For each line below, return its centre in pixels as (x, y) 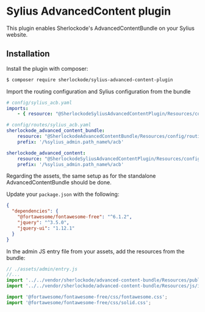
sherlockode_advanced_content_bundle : (56, 131)
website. (17, 34)
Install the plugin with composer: (47, 68)
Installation (28, 54)
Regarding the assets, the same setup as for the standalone (81, 176)
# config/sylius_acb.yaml (39, 103)
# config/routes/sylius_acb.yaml (49, 125)
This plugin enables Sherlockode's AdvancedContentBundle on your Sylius (101, 28)
